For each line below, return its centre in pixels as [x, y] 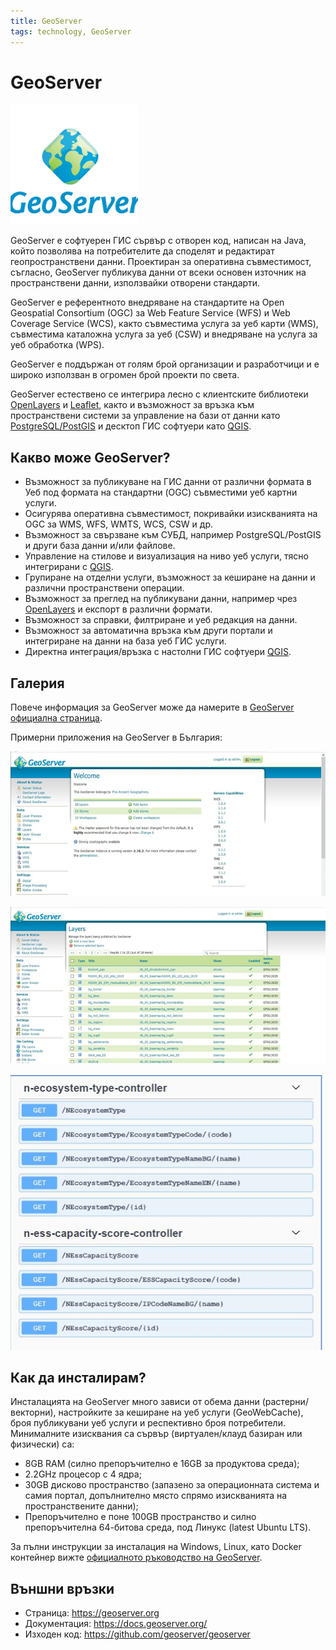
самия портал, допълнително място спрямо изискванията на [156, 1496]
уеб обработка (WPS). [57, 345]
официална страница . [56, 718]
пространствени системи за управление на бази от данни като [145, 416]
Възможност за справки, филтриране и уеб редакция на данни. [161, 620]
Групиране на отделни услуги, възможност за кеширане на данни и [170, 577]
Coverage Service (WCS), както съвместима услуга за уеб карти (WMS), [164, 324]
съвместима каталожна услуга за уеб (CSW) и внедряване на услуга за [164, 334]
